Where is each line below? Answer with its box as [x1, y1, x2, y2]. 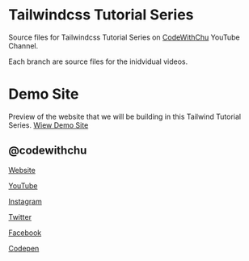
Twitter [8, 212, 32, 221]
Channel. [8, 40, 39, 50]
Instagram [8, 196, 42, 206]
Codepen [8, 243, 40, 253]
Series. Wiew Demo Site [8, 120, 89, 130]
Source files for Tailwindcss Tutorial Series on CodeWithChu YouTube [8, 32, 240, 42]
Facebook [8, 228, 42, 238]
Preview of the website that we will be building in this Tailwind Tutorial [8, 112, 241, 121]
